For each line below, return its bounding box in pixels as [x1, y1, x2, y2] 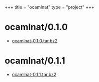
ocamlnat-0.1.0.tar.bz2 [11, 38, 58, 43]
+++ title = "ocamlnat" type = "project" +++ [4, 4, 95, 10]
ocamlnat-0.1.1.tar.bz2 [11, 71, 57, 77]
